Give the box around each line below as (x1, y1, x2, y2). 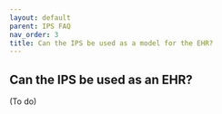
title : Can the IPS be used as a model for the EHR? (9, 38, 214, 48)
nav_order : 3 (9, 30, 59, 39)
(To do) (9, 96, 37, 107)
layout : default (9, 13, 71, 23)
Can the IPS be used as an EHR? (9, 71, 193, 87)
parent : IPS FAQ (9, 22, 71, 31)
